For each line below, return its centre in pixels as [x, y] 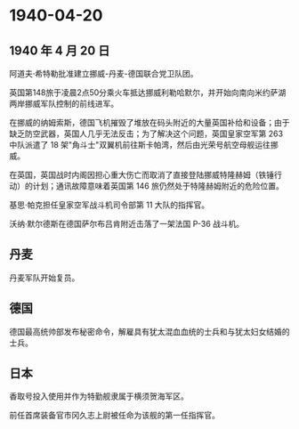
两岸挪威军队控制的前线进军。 [64, 104]
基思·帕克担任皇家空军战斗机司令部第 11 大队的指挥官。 [109, 205]
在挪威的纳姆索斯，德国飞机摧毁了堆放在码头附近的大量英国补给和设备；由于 [149, 122]
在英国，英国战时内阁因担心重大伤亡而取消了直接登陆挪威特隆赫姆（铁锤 [141, 175]
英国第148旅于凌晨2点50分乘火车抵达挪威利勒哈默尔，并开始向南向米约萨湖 [148, 93]
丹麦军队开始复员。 [44, 278]
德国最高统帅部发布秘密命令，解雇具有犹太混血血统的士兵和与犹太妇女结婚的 [149, 331]
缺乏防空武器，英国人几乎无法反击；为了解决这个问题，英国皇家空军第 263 [146, 134]
